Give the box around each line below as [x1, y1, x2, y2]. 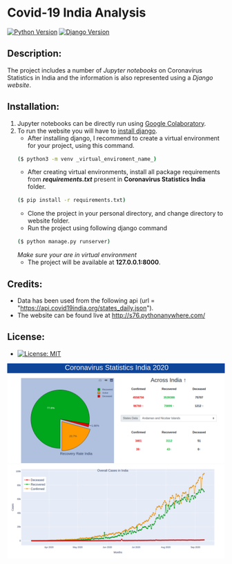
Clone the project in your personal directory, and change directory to [27, 209, 223, 218]
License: [7, 331, 45, 343]
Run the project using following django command [27, 224, 168, 232]
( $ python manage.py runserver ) [17, 238, 110, 245]
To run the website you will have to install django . [17, 126, 157, 135]
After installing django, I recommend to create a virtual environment [27, 133, 220, 142]
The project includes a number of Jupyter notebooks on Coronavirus [7, 66, 202, 74]
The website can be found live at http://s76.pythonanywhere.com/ [17, 311, 206, 319]
